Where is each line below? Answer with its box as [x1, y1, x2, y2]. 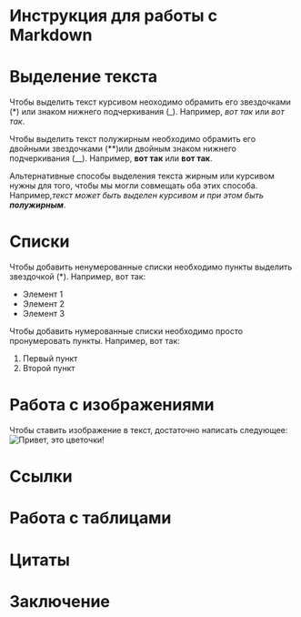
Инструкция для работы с [9, 5, 218, 26]
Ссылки [9, 466, 73, 487]
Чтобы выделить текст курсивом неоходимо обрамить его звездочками [9, 96, 291, 107]
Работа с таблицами [9, 508, 172, 529]
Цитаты [9, 550, 71, 570]
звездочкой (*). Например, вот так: [9, 271, 146, 282]
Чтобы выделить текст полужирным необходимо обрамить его [9, 134, 256, 145]
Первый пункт [22, 353, 78, 364]
